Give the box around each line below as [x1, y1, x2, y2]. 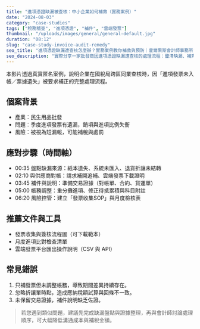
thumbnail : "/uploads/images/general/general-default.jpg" [6, 31, 156, 37]
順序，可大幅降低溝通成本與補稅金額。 [20, 316, 115, 324]
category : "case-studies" [6, 20, 70, 26]
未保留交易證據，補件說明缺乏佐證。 [14, 296, 104, 303]
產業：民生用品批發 [14, 114, 62, 121]
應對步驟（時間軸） [6, 147, 77, 158]
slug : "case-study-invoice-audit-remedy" [6, 42, 111, 48]
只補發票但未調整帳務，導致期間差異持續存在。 [14, 281, 130, 288]
